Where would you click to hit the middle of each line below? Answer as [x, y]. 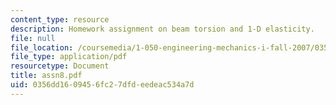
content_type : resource [60, 19]
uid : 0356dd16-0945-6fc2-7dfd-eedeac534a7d [102, 85]
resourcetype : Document [60, 66]
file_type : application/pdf [69, 57]
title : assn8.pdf [46, 76]
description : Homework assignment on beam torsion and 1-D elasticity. [162, 29]
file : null [33, 38]
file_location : [42, 47]
